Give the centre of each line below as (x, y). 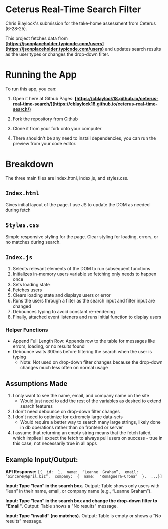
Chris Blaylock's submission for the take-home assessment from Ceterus (81, 23)
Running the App (41, 75)
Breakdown (29, 164)
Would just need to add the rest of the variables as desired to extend (91, 401)
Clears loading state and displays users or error (62, 295)
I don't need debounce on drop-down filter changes (66, 412)
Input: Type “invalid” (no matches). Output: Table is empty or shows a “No (83, 516)
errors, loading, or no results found (48, 346)
